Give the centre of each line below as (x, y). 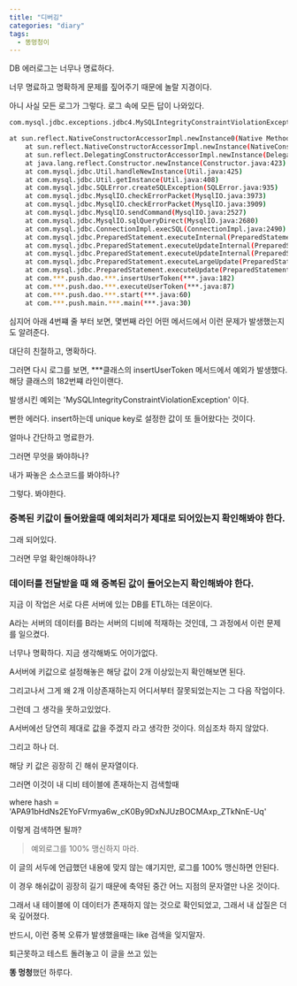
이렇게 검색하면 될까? (46, 830)
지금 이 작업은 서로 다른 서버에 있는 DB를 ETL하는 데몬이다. (111, 604)
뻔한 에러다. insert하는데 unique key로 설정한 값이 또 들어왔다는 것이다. (133, 418)
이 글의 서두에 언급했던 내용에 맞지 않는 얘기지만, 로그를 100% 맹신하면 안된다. (144, 868)
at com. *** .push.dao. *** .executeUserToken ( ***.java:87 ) (130, 287)
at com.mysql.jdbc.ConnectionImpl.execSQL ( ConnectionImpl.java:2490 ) (156, 229)
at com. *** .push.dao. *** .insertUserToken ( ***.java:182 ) (130, 279)
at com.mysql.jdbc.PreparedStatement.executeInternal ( (128, 237)
